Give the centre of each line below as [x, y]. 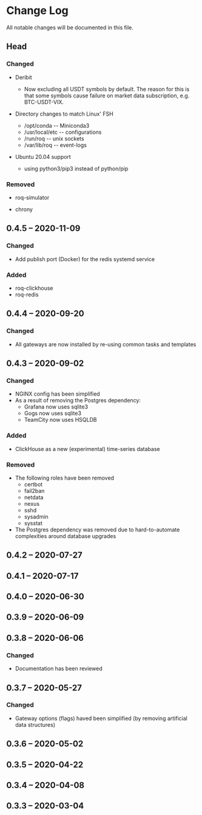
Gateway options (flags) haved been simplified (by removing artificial [101, 718]
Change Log [37, 11]
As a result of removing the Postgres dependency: [78, 401]
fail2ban [34, 491]
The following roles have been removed [64, 478]
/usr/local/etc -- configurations [63, 132]
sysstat [33, 523]
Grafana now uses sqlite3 [56, 407]
